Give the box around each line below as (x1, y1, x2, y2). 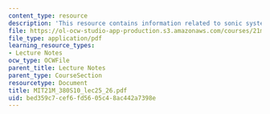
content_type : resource (8, 11, 88, 20)
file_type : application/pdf (8, 34, 103, 43)
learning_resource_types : (8, 42, 95, 50)
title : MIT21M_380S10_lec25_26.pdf (8, 86, 128, 95)
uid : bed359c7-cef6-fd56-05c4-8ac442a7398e (8, 94, 157, 102)
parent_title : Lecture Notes (8, 64, 106, 72)
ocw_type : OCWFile (8, 57, 70, 65)
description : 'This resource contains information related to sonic (8, 19, 243, 27)
